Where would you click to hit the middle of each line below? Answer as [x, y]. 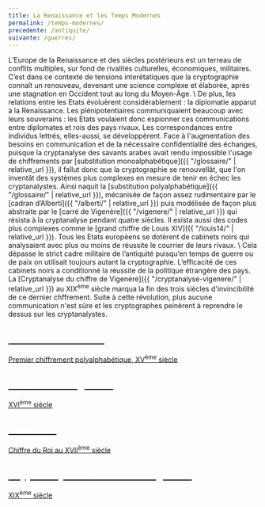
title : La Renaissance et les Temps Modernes [84, 15]
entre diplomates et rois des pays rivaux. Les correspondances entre [120, 128]
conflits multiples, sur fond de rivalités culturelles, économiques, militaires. [130, 69]
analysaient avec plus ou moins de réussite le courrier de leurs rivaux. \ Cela [132, 246]
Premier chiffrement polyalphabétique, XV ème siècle [93, 359]
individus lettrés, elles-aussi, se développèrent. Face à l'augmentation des [129, 136]
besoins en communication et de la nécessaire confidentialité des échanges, [133, 144]
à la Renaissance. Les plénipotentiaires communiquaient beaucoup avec [126, 111]
